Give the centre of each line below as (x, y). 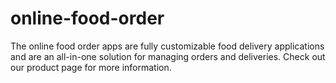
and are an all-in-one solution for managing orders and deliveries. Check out (168, 56)
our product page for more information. (91, 67)
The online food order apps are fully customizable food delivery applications (167, 46)
